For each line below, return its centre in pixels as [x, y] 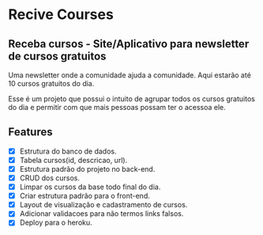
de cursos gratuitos [57, 56]
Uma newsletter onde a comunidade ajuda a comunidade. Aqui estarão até [130, 75]
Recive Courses [61, 15]
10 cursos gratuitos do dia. [51, 83]
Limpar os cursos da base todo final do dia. [90, 187]
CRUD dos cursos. [50, 178]
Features [30, 132]
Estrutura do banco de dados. [68, 151]
